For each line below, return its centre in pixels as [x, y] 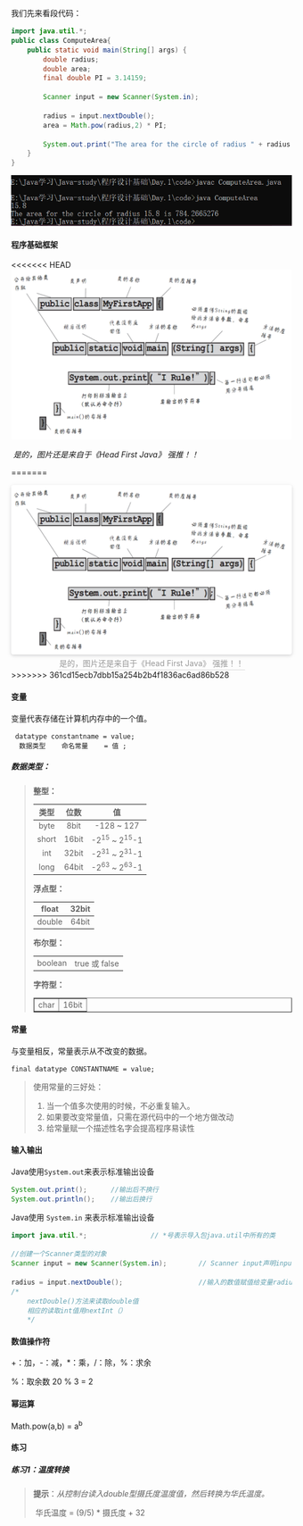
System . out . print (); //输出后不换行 [85, 1189]
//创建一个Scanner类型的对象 [59, 1254]
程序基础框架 [34, 245]
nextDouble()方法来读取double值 [83, 1301]
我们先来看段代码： [46, 13]
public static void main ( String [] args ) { [107, 50]
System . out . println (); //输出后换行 [82, 1199]
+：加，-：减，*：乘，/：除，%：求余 [81, 1363]
